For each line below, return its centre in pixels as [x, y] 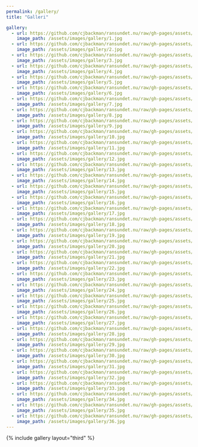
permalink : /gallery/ [33, 11]
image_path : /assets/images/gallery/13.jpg [71, 170]
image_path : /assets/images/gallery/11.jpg [71, 148]
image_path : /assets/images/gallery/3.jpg [70, 60]
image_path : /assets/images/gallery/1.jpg [70, 39]
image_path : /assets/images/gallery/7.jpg [70, 104]
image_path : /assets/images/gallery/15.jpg [71, 192]
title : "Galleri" [27, 17]
